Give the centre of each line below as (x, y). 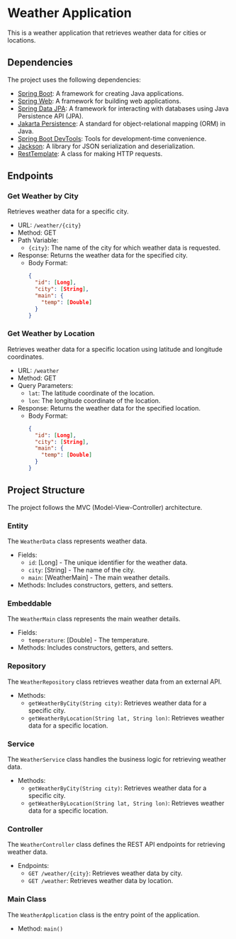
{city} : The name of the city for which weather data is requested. (124, 248)
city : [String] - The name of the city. (82, 570)
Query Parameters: (45, 385)
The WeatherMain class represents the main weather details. (94, 619)
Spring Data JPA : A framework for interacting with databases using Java (123, 109)
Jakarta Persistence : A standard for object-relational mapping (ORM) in (121, 123)
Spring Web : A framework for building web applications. (100, 101)
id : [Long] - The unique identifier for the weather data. (108, 562)
